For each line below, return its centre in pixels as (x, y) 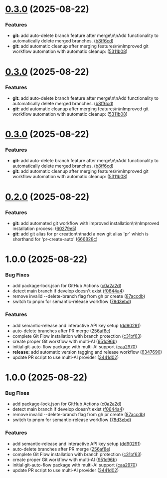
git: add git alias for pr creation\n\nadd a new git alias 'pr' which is (80, 234)
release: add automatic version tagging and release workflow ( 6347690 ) (87, 352)
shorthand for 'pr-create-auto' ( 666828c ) (55, 239)
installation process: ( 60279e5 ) (44, 229)
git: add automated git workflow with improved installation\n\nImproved (86, 223)
